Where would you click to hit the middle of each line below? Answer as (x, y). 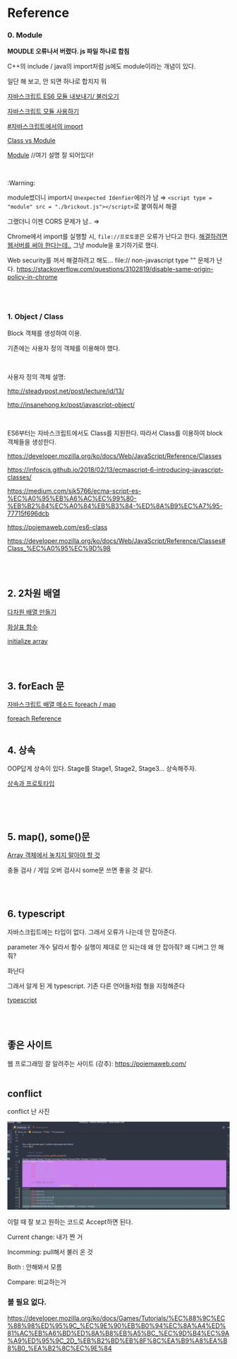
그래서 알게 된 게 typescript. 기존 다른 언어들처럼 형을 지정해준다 (96, 986)
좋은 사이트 (30, 1045)
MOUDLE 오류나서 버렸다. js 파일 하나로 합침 (68, 52)
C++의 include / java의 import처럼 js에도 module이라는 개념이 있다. (102, 66)
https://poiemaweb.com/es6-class (57, 527)
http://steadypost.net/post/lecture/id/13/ (66, 391)
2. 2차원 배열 (34, 594)
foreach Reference (35, 718)
